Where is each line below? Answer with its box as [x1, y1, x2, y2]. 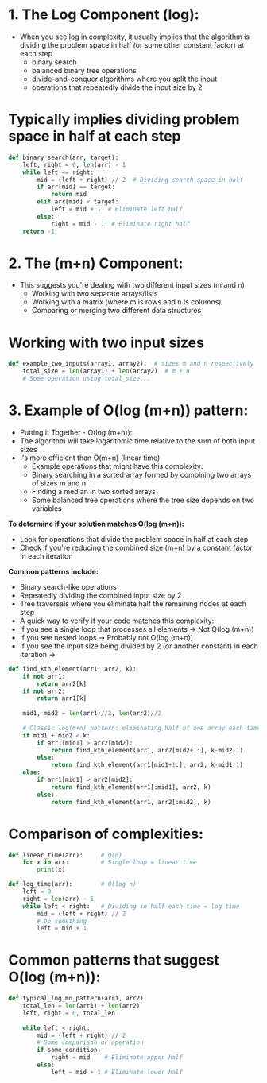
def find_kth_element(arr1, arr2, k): [8, 665, 137, 673]
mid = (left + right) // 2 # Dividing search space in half [37, 176, 244, 184]
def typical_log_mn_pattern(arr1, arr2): [8, 995, 148, 1003]
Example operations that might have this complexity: [31, 461, 203, 470]
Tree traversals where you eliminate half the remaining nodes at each [19, 598, 246, 609]
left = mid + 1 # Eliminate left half [50, 205, 183, 213]
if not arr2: [22, 687, 66, 695]
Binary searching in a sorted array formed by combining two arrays [31, 470, 252, 479]
